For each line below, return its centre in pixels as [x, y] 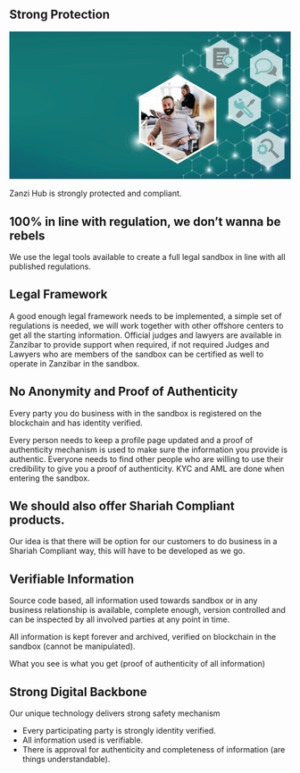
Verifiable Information [72, 579]
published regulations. [50, 266]
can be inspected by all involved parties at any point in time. [120, 619]
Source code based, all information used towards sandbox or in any [133, 601]
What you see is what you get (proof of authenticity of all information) [137, 664]
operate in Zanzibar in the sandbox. [75, 363]
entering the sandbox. [50, 478]
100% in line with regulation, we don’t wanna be [145, 221]
